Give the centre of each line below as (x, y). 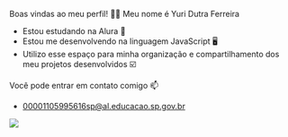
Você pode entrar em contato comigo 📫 (84, 86)
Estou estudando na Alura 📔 (74, 31)
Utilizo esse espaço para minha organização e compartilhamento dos (151, 54)
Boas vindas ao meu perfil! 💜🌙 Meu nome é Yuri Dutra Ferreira (125, 14)
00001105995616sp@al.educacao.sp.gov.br (104, 106)
